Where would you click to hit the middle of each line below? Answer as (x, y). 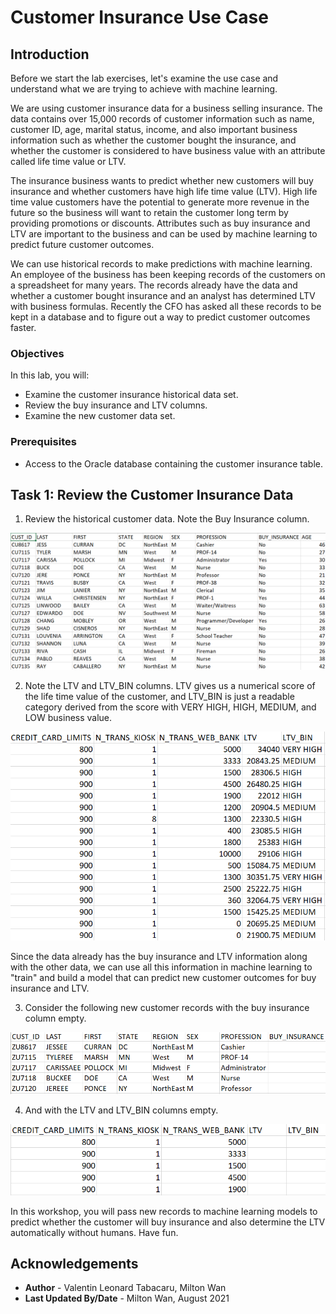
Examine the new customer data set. (100, 416)
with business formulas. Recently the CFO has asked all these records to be (166, 306)
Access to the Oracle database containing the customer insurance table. (174, 463)
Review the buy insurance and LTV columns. (116, 405)
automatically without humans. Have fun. (94, 1232)
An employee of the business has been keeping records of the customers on (168, 274)
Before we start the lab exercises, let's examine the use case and (144, 78)
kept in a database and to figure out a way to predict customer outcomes (160, 317)
